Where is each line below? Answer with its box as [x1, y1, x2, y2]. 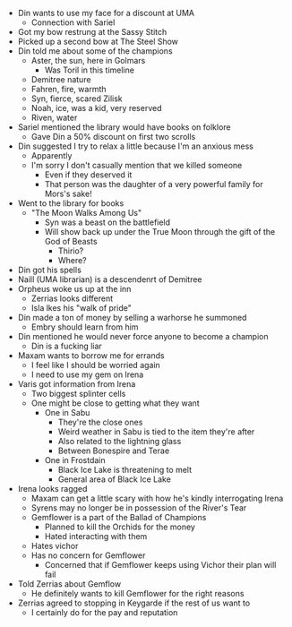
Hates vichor [30, 541, 79, 551]
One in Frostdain [44, 455, 106, 465]
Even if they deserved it [44, 169, 133, 180]
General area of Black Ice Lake [57, 474, 172, 485]
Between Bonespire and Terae [57, 445, 170, 456]
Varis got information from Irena [17, 379, 136, 389]
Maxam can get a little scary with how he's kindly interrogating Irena [30, 493, 284, 503]
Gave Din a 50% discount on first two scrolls [30, 132, 196, 142]
